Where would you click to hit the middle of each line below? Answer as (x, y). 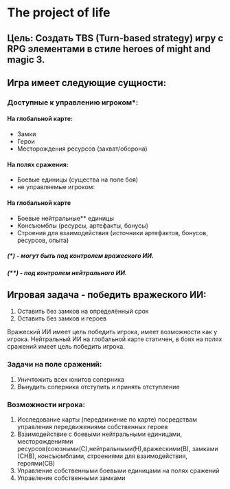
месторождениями (45, 441)
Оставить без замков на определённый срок (83, 312)
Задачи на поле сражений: (55, 365)
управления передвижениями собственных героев (92, 426)
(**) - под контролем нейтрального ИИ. (67, 273)
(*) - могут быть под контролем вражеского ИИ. (81, 256)
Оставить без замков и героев (62, 318)
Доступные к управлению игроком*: (73, 102)
